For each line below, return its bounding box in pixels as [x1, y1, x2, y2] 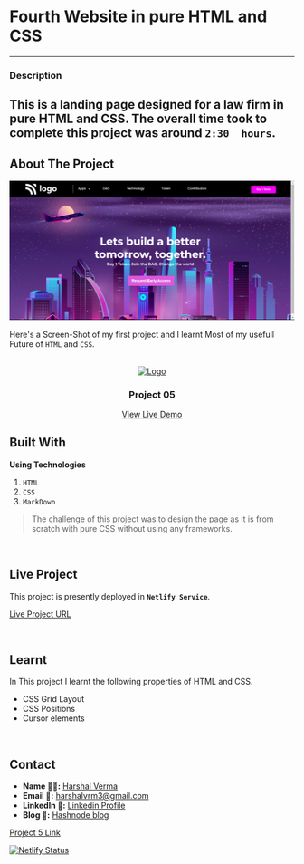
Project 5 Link [9, 827, 61, 839]
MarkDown [22, 497, 56, 506]
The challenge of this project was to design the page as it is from [31, 514, 274, 524]
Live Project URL [9, 609, 71, 619]
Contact [9, 756, 56, 772]
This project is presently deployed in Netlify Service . [9, 590, 211, 601]
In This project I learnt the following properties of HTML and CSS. [9, 677, 253, 687]
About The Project [9, 156, 115, 171]
